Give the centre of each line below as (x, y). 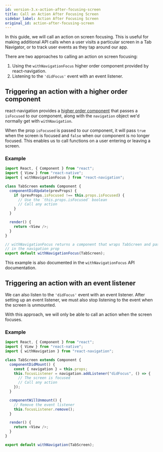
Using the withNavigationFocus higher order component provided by (80, 66)
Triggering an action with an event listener (70, 283)
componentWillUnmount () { (36, 400)
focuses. (14, 320)
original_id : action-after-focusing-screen (50, 23)
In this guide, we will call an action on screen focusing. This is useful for (77, 37)
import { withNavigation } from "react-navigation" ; (59, 351)
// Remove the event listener (44, 405)
